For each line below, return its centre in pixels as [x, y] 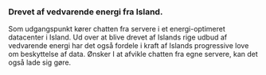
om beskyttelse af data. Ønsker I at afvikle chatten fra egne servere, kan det [133, 54]
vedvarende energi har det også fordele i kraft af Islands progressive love [129, 46]
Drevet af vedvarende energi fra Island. [86, 12]
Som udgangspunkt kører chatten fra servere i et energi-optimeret [117, 29]
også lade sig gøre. [40, 62]
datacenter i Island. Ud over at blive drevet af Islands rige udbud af [118, 37]
